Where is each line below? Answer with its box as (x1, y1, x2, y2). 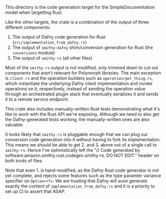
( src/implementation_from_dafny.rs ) (12, 39, 87, 45)
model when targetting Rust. (5, 9, 63, 15)
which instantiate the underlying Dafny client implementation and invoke (5, 80, 153, 86)
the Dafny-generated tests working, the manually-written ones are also (5, 117, 150, 122)
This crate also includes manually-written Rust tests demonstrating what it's (5, 106, 160, 112)
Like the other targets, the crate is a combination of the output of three (5, 19, 149, 25)
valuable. (5, 122, 24, 128)
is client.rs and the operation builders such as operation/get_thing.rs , (5, 75, 154, 81)
